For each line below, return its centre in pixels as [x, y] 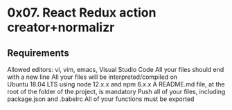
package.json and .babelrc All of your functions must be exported [101, 99]
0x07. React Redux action [82, 13]
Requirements [38, 53]
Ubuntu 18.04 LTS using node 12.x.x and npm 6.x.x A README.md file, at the [116, 84]
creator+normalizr [61, 27]
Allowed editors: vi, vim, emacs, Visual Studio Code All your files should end [116, 70]
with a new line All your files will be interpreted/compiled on [92, 77]
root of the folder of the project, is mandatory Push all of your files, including [116, 92]
